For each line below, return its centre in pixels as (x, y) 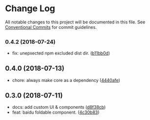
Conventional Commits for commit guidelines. (51, 27)
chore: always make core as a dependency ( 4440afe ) (66, 80)
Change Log (30, 9)
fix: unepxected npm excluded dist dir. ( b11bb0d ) (61, 53)
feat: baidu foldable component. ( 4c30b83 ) (56, 112)
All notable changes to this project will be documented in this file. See (75, 22)
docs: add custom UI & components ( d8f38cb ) (59, 107)
